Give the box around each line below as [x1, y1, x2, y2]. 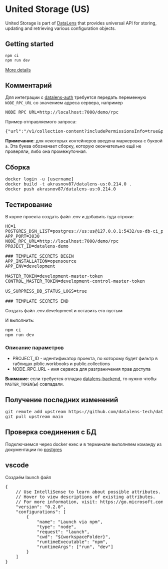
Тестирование [5, 200, 52, 209]
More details [5, 66, 31, 73]
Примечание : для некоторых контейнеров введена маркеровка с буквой [5, 138, 162, 144]
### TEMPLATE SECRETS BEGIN [5, 253, 74, 259]
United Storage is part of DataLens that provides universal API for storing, [5, 20, 157, 26]
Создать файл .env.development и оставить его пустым [5, 307, 123, 313]
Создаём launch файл [5, 474, 51, 480]
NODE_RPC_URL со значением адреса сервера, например [5, 100, 123, 106]
